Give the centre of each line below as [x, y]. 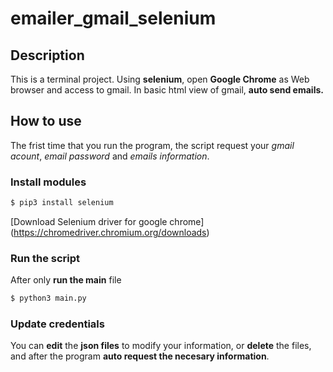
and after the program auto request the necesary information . [140, 356]
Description [47, 55]
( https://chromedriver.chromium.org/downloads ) [110, 232]
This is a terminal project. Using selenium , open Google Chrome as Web [160, 79]
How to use [46, 121]
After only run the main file [66, 280]
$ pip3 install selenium [62, 203]
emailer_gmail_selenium [113, 18]
